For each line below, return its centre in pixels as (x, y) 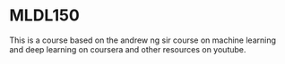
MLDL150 (45, 16)
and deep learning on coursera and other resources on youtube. (128, 49)
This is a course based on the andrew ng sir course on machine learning (142, 40)
